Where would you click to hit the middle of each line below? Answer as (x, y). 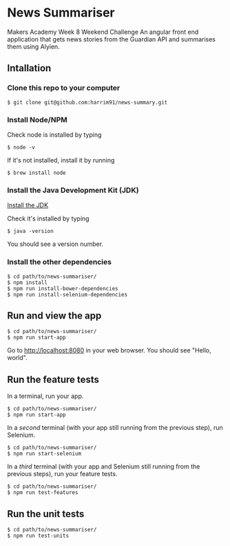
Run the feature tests (53, 379)
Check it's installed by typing (48, 218)
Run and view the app (54, 316)
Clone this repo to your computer (64, 88)
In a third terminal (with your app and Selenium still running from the (104, 467)
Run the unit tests (46, 514)
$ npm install (28, 282)
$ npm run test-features (43, 493)
